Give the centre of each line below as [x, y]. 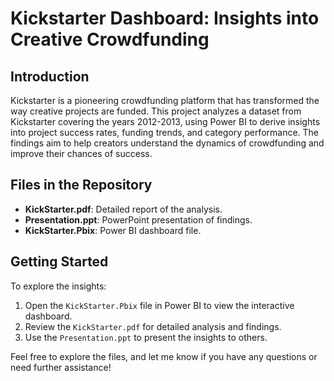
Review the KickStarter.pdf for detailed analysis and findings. [153, 326]
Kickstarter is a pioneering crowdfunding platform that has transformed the [165, 100]
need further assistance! [61, 367]
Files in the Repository [81, 185]
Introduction [50, 76]
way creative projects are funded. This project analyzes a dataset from [156, 111]
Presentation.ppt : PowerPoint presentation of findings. [138, 219]
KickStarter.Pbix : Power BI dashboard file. [113, 230]
